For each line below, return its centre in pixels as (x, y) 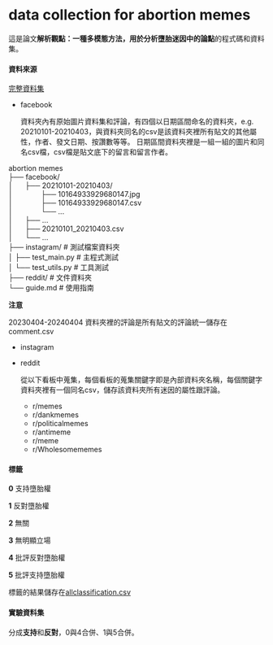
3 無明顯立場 (30, 540)
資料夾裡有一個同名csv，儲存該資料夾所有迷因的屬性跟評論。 (122, 390)
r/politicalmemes (60, 424)
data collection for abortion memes (130, 15)
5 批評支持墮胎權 (37, 575)
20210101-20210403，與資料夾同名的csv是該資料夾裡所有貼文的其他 (135, 132)
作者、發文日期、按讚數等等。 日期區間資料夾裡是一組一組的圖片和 (146, 142)
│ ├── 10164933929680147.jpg (74, 194)
